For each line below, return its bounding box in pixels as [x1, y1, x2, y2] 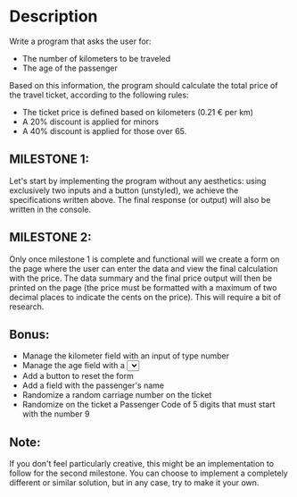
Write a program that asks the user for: [9, 36, 152, 46]
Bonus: [9, 326, 50, 341]
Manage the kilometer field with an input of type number [21, 350, 230, 361]
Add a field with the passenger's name [21, 380, 165, 391]
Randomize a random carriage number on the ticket [21, 390, 212, 400]
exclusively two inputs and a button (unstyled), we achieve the [9, 185, 239, 196]
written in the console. [9, 204, 92, 215]
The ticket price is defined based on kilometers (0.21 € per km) [21, 106, 254, 117]
